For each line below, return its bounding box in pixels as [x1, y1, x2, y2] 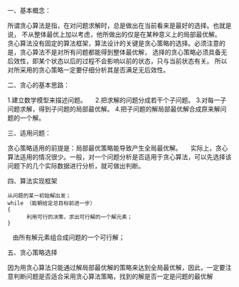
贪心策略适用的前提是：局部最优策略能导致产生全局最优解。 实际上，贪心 [7, 144, 228, 152]
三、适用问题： [7, 129, 51, 137]
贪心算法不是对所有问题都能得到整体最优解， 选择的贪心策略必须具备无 [19, 48, 228, 56]
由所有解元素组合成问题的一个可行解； [12, 233, 125, 242]
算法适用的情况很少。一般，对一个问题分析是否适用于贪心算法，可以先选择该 [7, 153, 232, 161]
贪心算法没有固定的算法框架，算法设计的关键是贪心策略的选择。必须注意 [7, 39, 219, 48]
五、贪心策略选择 [7, 248, 58, 256]
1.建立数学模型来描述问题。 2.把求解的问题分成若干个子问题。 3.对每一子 [7, 96, 227, 104]
